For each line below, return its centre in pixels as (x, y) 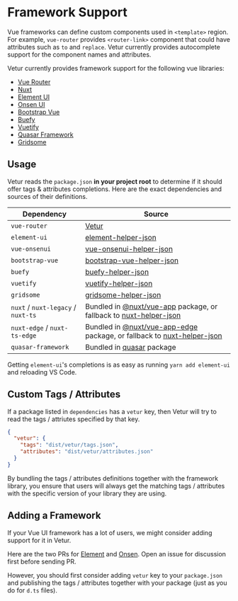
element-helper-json (121, 237)
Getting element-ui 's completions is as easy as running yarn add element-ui (119, 365)
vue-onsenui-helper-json (129, 248)
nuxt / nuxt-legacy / (44, 307)
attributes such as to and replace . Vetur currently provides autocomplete (114, 47)
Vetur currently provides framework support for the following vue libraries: (116, 68)
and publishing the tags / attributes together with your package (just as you (117, 583)
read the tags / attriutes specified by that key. (74, 419)
